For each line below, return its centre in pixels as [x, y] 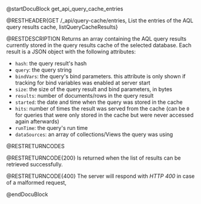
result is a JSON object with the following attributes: [71, 52]
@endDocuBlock [27, 194]
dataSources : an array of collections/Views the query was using [94, 134]
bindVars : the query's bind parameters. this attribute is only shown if [100, 76]
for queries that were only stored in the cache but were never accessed [104, 115]
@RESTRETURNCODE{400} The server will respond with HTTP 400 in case [100, 176]
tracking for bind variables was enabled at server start [83, 83]
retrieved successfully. [35, 164]
